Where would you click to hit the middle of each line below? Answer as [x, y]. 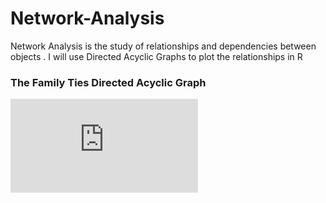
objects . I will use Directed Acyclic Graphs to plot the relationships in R [156, 56]
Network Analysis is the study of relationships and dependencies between [163, 46]
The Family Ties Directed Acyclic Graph [108, 82]
